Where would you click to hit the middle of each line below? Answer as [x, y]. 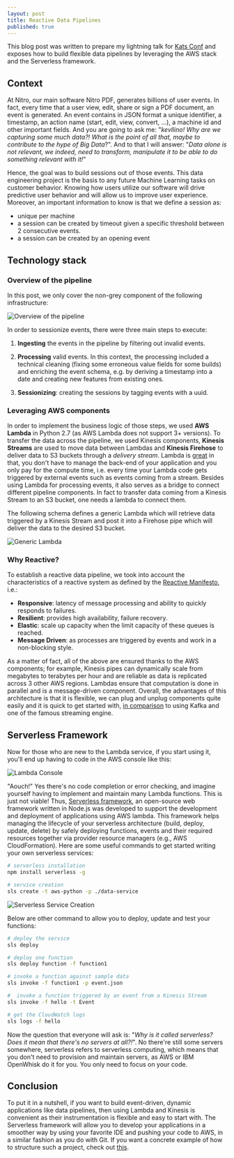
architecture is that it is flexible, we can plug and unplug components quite [114, 698]
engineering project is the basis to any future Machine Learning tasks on [111, 180]
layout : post [26, 14]
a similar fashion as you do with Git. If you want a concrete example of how [115, 1140]
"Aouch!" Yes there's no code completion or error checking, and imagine [111, 786]
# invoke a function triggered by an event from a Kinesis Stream [107, 996]
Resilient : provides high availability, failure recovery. [92, 618]
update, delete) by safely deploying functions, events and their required [110, 831]
